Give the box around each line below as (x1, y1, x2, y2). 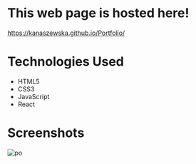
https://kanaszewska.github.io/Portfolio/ (7, 29, 125, 37)
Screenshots (7, 125, 85, 141)
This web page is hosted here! (7, 5, 190, 21)
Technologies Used (7, 53, 125, 70)
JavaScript (17, 92, 50, 101)
